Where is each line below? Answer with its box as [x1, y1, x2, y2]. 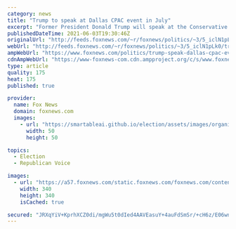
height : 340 [20, 192, 55, 199]
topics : [7, 147, 30, 154]
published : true [7, 82, 55, 89]
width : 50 [25, 127, 55, 134]
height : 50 [25, 134, 58, 141]
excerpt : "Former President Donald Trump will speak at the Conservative [7, 23, 228, 30]
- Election [13, 153, 46, 160]
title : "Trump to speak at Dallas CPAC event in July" [7, 17, 171, 24]
